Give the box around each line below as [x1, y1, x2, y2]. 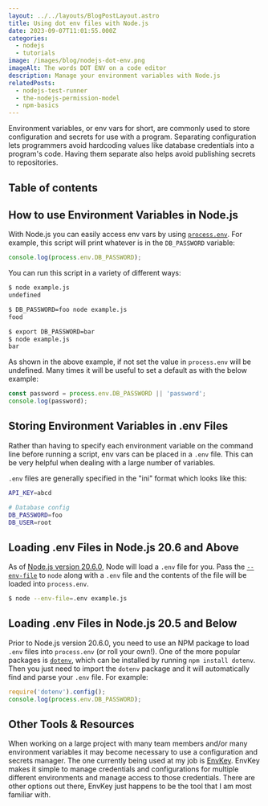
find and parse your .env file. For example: [8, 672, 148, 681]
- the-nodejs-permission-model [15, 94, 120, 102]
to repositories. [8, 158, 59, 167]
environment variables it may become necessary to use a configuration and [8, 747, 258, 757]
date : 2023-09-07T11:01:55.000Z [8, 27, 116, 35]
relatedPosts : [8, 79, 56, 87]
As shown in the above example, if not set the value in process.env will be [8, 357, 251, 366]
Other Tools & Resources [8, 718, 135, 731]
